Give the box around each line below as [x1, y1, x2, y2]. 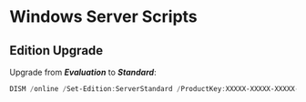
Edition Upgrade [9, 43, 104, 58]
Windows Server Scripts [9, 6, 198, 27]
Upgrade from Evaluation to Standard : [9, 66, 157, 77]
